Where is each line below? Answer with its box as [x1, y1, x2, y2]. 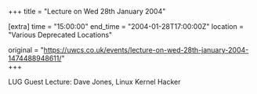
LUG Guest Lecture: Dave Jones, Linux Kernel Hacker [8, 78, 182, 86]
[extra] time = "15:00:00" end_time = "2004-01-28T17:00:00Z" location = [8, 22, 244, 31]
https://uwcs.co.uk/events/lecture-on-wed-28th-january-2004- [43, 45, 249, 54]
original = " [8, 45, 45, 54]
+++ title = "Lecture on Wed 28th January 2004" [8, 7, 166, 16]
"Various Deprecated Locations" [8, 31, 113, 39]
